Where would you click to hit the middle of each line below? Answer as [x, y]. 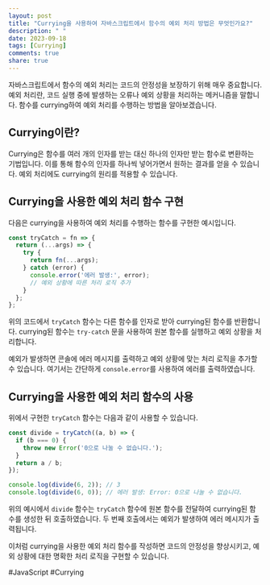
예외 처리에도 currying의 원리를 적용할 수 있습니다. [98, 173]
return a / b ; [39, 463]
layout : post [30, 16]
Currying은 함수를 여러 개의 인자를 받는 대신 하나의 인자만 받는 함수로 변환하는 [131, 153]
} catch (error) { [54, 268]
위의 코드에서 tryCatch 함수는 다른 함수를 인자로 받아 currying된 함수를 [120, 322]
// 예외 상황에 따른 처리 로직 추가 [80, 283]
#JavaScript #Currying [46, 572]
